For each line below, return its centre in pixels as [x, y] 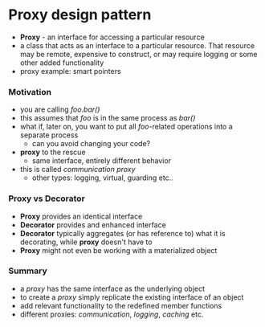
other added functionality [62, 63]
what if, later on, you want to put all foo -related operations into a [126, 127]
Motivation [30, 92]
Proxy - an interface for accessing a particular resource [112, 37]
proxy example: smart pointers [71, 71]
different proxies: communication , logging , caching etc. [112, 314]
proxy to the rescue [53, 152]
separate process [49, 135]
